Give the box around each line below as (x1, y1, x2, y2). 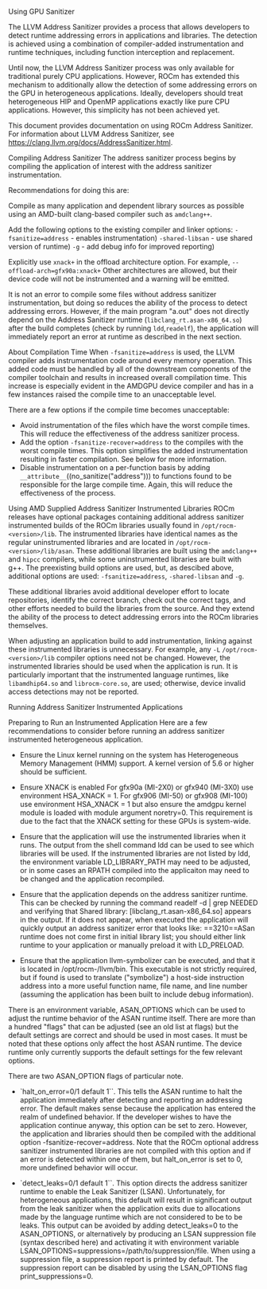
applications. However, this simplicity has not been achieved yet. (8, 105, 220, 115)
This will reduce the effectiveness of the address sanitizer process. (19, 429, 240, 438)
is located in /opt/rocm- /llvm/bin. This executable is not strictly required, (19, 964, 257, 974)
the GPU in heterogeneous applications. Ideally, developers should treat (8, 88, 244, 98)
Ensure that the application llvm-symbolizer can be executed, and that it (19, 956, 256, 965)
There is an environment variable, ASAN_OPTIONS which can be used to (8, 1005, 246, 1014)
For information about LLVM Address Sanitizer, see (8, 129, 175, 139)
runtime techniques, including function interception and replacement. (8, 48, 235, 57)
